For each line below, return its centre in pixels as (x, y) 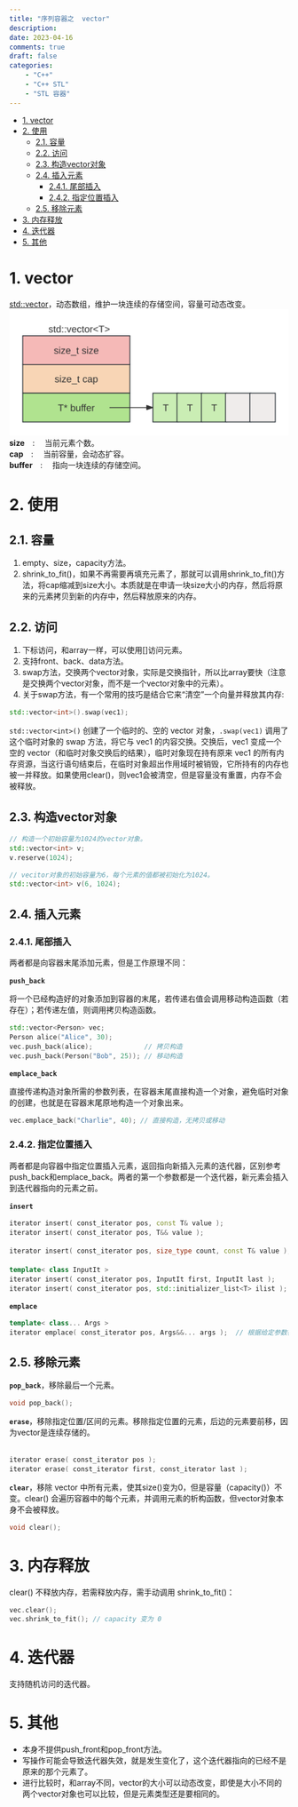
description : (33, 28)
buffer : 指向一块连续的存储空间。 (78, 466)
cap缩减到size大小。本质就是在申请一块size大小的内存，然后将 (161, 585)
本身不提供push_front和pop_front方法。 (94, 1749)
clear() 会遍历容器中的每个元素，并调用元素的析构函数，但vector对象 (150, 1498)
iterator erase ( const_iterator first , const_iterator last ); (129, 1469)
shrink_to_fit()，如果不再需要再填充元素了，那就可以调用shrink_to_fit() (149, 574)
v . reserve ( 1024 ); (41, 857)
